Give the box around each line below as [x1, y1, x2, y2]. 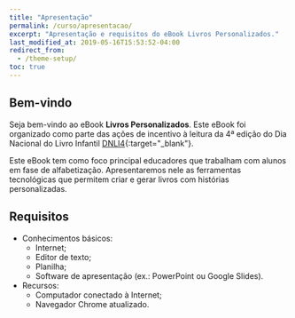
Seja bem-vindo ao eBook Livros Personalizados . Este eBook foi [9, 119, 246, 130]
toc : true [9, 63, 46, 72]
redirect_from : [9, 46, 66, 55]
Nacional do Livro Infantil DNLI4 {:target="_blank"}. [9, 138, 194, 148]
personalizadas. [9, 183, 68, 194]
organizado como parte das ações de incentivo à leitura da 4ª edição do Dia [9, 128, 287, 139]
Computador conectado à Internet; [35, 290, 162, 300]
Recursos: [21, 280, 59, 290]
